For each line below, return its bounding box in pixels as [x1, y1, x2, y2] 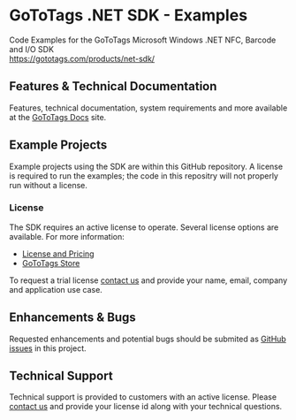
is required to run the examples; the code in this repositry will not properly [9, 170, 278, 181]
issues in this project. [9, 342, 87, 354]
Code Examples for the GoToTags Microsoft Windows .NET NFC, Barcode [9, 34, 277, 45]
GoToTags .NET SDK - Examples [9, 5, 248, 26]
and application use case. [9, 284, 103, 294]
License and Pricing [21, 248, 95, 259]
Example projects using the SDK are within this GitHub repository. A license [9, 161, 284, 172]
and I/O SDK [9, 43, 55, 54]
